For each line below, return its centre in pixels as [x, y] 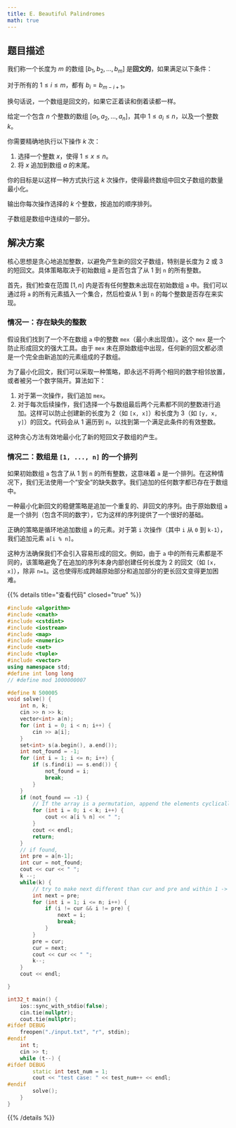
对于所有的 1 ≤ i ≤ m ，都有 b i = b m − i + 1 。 [68, 86]
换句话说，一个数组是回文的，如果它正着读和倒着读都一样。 [93, 101]
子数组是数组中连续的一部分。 [50, 218]
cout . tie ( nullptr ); [48, 1019]
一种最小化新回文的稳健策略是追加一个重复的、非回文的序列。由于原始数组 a [118, 506]
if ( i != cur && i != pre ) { [87, 908]
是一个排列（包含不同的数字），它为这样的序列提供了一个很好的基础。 [107, 515]
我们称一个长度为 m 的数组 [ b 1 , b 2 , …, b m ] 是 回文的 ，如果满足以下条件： [110, 70]
